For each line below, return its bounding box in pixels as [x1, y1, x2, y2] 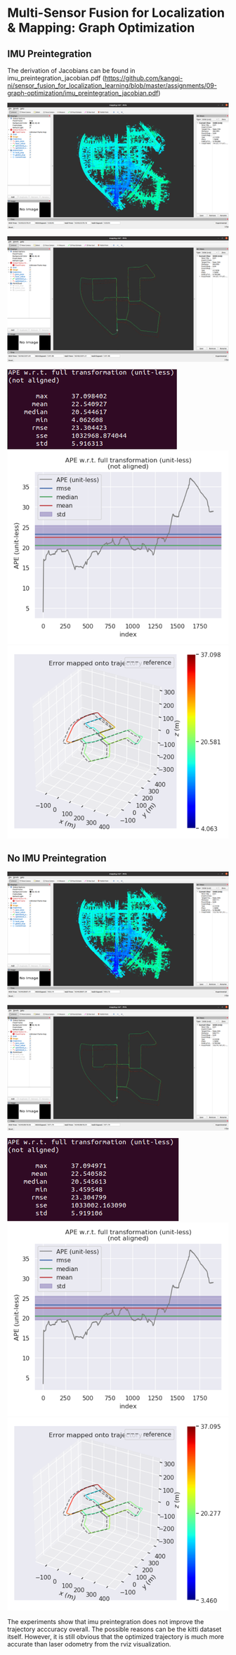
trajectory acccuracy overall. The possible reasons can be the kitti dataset [7, 1625, 222, 1633]
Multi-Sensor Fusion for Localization [7, 5, 225, 21]
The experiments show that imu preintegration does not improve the [7, 1617, 204, 1625]
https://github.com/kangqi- [104, 74, 183, 82]
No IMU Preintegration [7, 852, 107, 865]
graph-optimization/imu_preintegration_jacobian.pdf [7, 89, 159, 97]
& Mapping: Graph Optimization [7, 20, 195, 36]
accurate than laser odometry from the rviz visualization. [7, 1640, 171, 1648]
